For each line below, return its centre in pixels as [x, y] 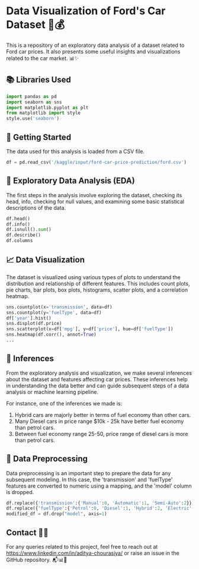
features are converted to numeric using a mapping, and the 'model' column [99, 486]
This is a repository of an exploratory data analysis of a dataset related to [95, 45]
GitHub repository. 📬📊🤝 [37, 560]
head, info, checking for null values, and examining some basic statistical [95, 201]
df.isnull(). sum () [29, 230]
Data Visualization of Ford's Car [86, 11]
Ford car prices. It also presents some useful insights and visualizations [93, 51]
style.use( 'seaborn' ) [33, 119]
